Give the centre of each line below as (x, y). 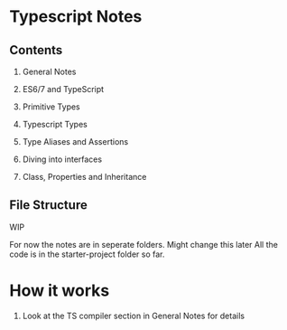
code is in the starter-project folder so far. (87, 254)
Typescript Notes (76, 17)
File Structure (48, 205)
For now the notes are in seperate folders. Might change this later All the (143, 244)
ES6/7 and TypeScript (63, 89)
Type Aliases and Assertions (75, 141)
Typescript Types (55, 124)
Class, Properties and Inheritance (84, 177)
